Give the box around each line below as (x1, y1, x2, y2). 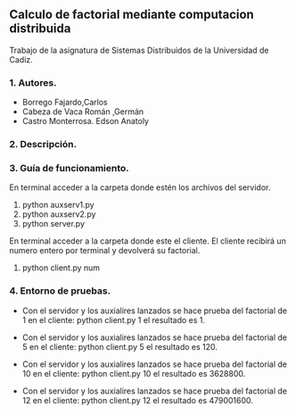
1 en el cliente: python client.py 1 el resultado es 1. (21, 314, 206, 325)
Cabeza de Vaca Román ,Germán (21, 106, 144, 117)
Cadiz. (9, 54, 33, 65)
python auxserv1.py (21, 200, 95, 211)
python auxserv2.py (21, 209, 96, 219)
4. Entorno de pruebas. (9, 285, 111, 297)
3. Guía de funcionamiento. (9, 161, 129, 174)
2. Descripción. (9, 138, 78, 151)
